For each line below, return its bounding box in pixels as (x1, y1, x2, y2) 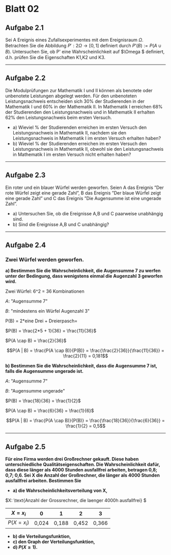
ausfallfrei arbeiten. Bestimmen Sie (5, 478, 81, 484)
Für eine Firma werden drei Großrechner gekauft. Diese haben (5, 456, 139, 462)
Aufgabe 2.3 (5, 171, 46, 180)
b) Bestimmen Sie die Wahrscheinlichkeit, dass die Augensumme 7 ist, (5, 363, 158, 369)
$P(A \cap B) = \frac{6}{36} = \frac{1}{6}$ (5, 408, 94, 414)
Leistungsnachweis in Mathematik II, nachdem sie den (12, 129, 126, 135)
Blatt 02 (5, 3, 39, 15)
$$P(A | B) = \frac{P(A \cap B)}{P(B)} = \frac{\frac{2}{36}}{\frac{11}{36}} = (7, 347, 164, 354)
